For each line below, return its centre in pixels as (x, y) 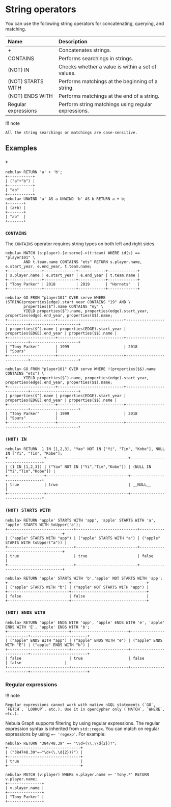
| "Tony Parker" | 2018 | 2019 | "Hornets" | (73, 284)
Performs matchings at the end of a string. (109, 96)
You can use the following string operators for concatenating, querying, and (85, 23)
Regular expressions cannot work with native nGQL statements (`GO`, (81, 705)
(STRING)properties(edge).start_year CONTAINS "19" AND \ (68, 302)
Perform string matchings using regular (105, 104)
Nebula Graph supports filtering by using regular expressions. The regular (83, 723)
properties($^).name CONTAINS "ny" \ (63, 306)
